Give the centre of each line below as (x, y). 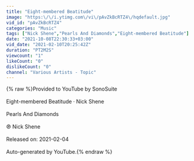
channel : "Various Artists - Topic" (51, 72)
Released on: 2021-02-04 (38, 139)
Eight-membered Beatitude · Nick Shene (55, 102)
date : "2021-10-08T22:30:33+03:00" (50, 39)
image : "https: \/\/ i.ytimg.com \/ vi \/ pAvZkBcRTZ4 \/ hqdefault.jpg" (88, 17)
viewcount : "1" (25, 56)
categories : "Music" (32, 28)
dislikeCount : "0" (29, 67)
